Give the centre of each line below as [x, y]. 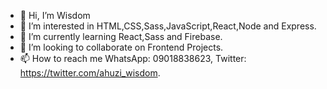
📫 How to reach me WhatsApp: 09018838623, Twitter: [133, 58]
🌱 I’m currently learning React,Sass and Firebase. [121, 36]
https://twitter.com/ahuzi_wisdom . [90, 73]
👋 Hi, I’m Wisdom [55, 15]
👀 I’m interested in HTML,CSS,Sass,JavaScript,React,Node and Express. [168, 26]
